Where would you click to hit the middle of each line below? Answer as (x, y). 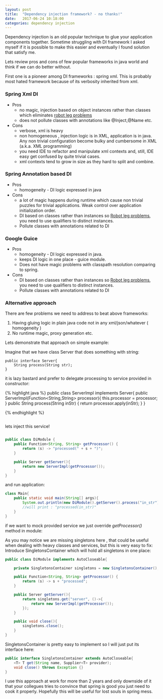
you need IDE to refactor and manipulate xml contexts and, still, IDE (86, 151)
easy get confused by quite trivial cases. (60, 156)
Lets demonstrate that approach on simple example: (57, 342)
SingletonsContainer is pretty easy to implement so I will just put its (72, 644)
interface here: (20, 649)
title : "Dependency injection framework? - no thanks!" (64, 14)
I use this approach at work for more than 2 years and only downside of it (78, 681)
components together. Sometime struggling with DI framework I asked (75, 42)
